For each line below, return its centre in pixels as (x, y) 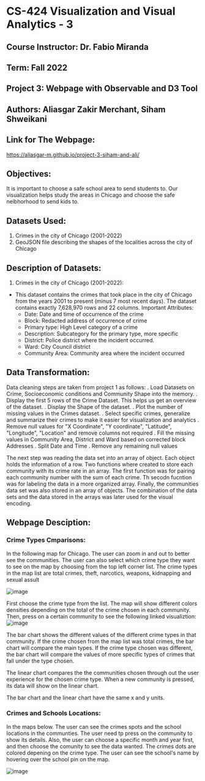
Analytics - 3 (40, 24)
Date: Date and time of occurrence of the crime (84, 314)
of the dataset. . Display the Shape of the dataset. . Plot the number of (95, 406)
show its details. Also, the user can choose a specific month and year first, (100, 739)
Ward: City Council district (57, 347)
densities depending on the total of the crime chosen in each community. (99, 610)
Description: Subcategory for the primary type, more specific (101, 333)
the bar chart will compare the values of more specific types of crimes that (101, 654)
